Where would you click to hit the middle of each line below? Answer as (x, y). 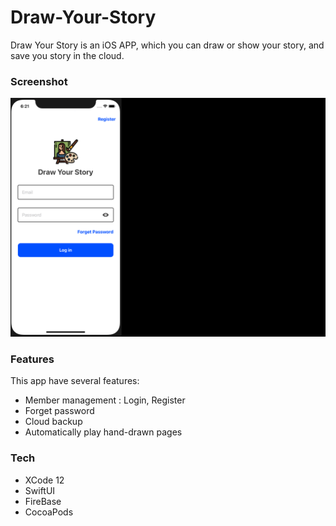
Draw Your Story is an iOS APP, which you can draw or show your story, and (167, 45)
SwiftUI (40, 490)
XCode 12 (44, 480)
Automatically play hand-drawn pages (103, 432)
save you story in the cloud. (67, 55)
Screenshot (39, 81)
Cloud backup (53, 422)
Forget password (59, 411)
